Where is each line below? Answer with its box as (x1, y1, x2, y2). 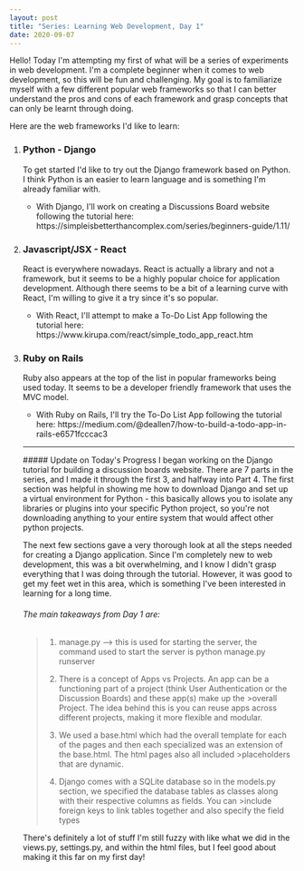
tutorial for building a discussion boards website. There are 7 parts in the (22, 465, 294, 475)
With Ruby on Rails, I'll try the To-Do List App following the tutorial (35, 409, 282, 420)
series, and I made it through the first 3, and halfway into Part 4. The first (22, 474, 294, 485)
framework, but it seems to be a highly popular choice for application (22, 273, 280, 284)
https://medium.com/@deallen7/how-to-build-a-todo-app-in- (57, 419, 288, 430)
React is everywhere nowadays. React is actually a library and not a (22, 263, 274, 274)
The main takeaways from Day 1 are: (22, 609, 160, 620)
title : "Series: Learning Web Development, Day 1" (9, 22, 204, 31)
